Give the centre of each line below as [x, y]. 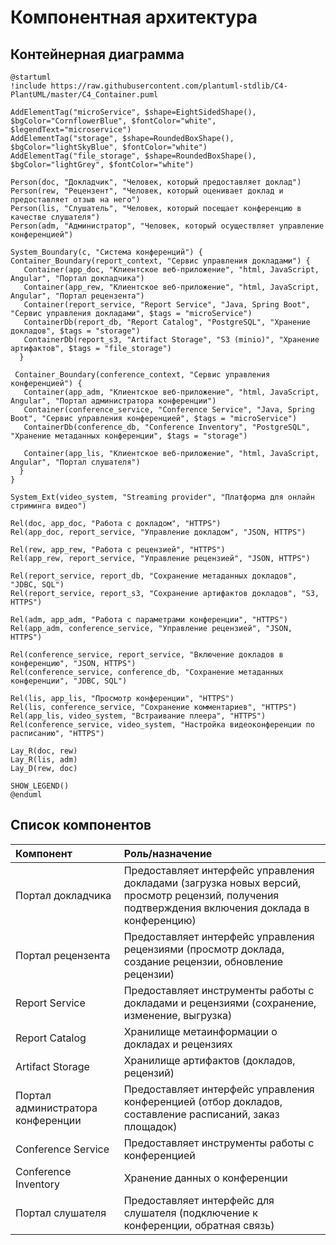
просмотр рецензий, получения [201, 895]
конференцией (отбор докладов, [203, 1101]
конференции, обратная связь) [199, 1225]
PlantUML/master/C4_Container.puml [84, 95]
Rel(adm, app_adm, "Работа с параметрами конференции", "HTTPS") [149, 620]
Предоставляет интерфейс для [199, 1200]
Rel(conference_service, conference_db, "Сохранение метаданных [147, 672]
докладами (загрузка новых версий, [212, 883]
